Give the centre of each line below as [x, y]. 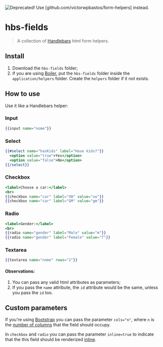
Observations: [20, 271]
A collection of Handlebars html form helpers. [63, 41]
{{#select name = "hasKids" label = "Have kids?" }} [55, 151]
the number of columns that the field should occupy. [58, 325]
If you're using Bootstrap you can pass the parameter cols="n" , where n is [80, 320]
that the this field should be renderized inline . [51, 340]
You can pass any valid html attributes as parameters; [66, 282]
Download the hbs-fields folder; [45, 68]
